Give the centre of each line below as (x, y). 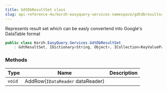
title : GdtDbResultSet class (35, 10)
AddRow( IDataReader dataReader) (65, 81)
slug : (11, 14)
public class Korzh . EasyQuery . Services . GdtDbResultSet (63, 43)
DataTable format (23, 34)
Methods (16, 60)
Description (124, 73)
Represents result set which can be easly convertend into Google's (74, 28)
